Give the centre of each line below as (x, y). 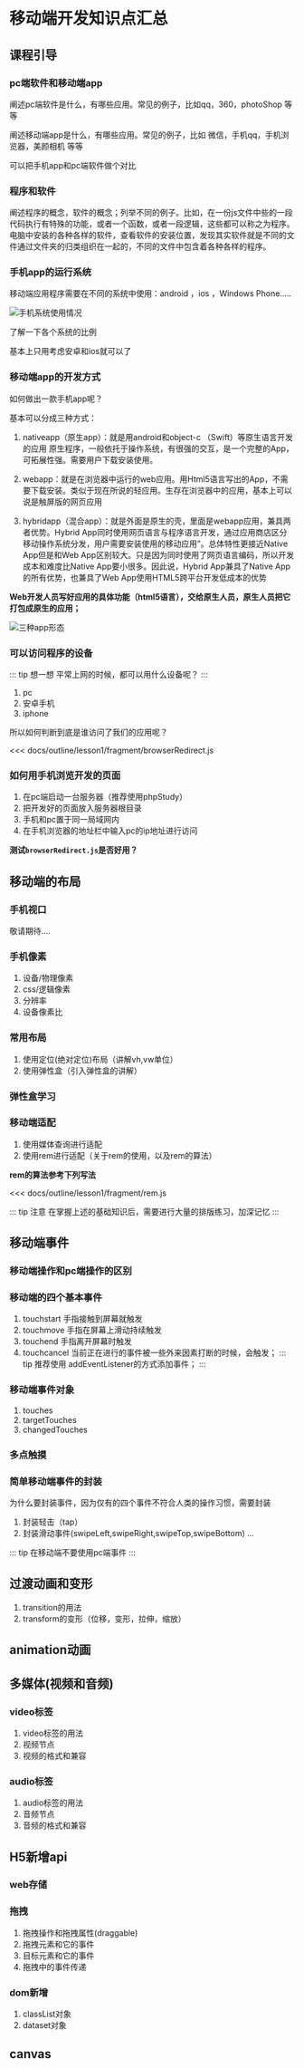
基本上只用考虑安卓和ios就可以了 (71, 351)
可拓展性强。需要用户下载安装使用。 (90, 459)
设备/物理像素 (48, 978)
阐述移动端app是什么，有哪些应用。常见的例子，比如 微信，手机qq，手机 (146, 135)
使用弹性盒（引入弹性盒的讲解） (82, 1071)
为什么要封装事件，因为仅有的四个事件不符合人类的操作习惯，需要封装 (140, 1502)
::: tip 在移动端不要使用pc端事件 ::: (73, 1552)
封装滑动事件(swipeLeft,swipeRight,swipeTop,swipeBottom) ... (138, 1533)
